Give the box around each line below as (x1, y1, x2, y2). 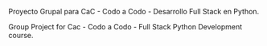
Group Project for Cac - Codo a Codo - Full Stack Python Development (8, 22, 243, 31)
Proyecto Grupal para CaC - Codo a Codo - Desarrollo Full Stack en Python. (8, 7, 260, 16)
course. (8, 31, 34, 40)
